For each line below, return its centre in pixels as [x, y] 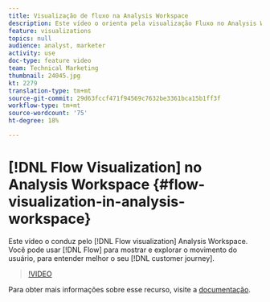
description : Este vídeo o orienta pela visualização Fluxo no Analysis [133, 23]
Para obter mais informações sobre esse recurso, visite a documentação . [130, 289]
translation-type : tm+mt [50, 91]
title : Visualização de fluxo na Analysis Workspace [98, 16]
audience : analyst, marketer [57, 46]
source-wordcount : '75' [48, 114]
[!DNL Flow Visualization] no [105, 168]
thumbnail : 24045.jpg [45, 76]
